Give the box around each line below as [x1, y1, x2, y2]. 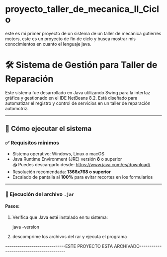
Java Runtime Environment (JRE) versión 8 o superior [12, 156, 122, 162]
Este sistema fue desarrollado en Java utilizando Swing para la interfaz [5, 89, 151, 95]
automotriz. [5, 105, 29, 111]
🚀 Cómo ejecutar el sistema [5, 125, 92, 133]
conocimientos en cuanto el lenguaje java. [5, 41, 91, 47]
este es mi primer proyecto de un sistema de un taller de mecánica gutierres [5, 30, 162, 36]
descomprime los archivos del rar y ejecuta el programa [12, 233, 127, 239]
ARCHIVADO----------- [114, 243, 162, 249]
